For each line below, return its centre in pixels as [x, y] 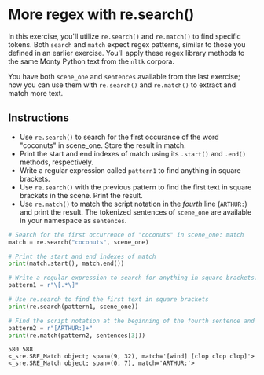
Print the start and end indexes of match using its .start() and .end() [132, 153]
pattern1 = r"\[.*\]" [44, 285]
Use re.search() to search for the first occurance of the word [119, 137]
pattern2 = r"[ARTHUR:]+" [50, 328]
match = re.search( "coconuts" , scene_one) [79, 242]
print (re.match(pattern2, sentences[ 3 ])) [77, 336]
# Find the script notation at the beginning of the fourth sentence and [132, 321]
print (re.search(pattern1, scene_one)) [73, 307]
